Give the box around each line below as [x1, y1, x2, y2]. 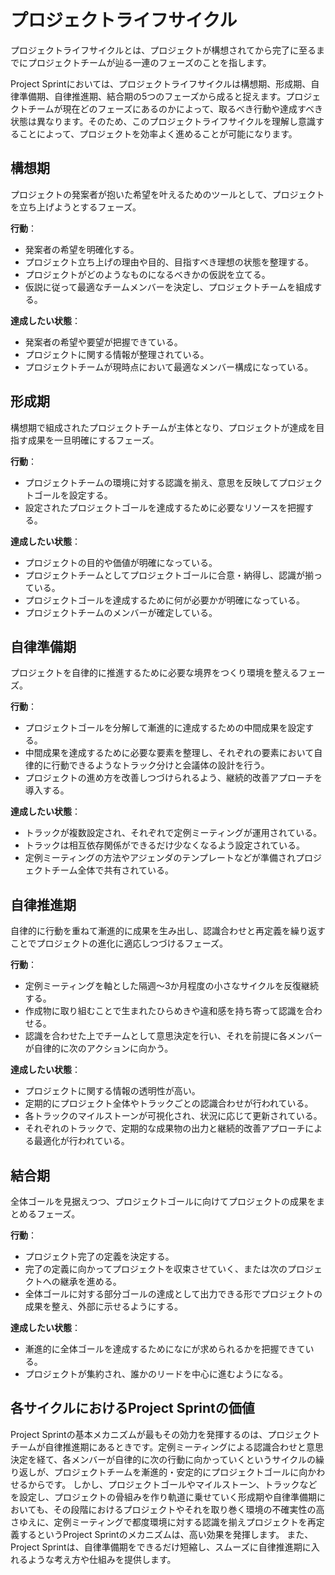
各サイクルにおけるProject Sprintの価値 [10, 1400, 255, 1417]
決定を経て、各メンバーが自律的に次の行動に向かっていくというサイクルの [10, 1453, 316, 1465]
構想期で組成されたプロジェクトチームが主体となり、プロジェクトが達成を [10, 421, 317, 433]
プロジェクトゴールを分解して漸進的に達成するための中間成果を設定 [24, 722, 306, 734]
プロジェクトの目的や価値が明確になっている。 [24, 556, 218, 568]
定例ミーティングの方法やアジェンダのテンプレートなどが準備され [24, 852, 296, 864]
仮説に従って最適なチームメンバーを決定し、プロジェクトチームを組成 [24, 281, 314, 293]
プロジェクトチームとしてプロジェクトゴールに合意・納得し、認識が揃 [24, 569, 314, 581]
